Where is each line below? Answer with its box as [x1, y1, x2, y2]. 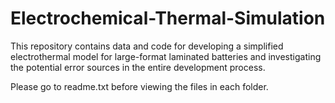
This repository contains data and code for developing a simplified [10, 40, 284, 52]
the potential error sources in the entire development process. [10, 61, 266, 73]
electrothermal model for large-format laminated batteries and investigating [10, 50, 322, 62]
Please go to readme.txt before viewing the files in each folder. [10, 80, 269, 92]
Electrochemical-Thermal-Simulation [10, 7, 326, 30]
